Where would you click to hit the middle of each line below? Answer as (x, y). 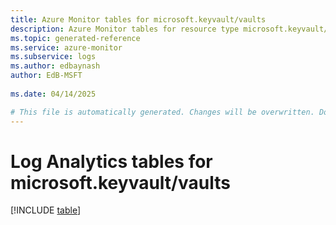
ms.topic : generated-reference (75, 38)
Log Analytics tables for (111, 161)
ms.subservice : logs (53, 57)
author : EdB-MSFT (46, 76)
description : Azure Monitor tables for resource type (125, 29)
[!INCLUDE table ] (46, 210)
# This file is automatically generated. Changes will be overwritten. (162, 112)
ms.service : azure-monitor (66, 47)
